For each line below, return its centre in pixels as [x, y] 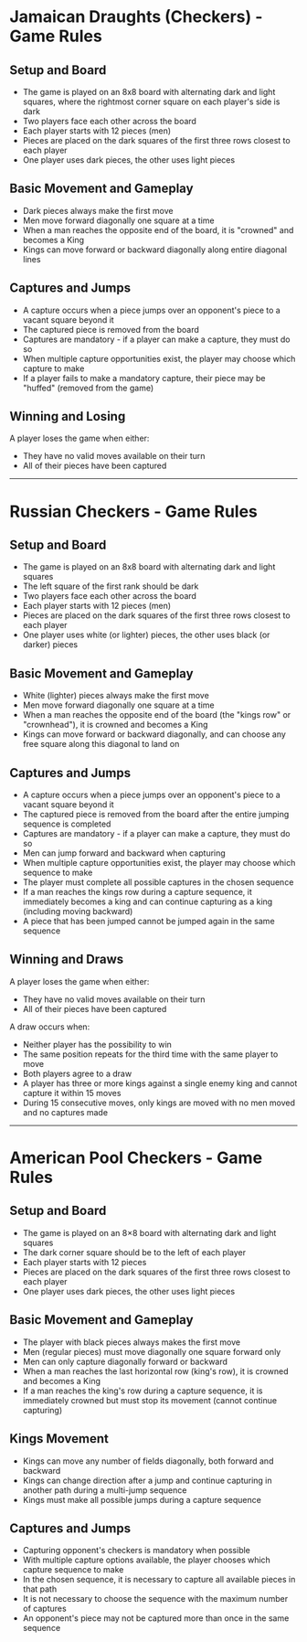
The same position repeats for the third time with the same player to [150, 1054]
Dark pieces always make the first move [98, 210]
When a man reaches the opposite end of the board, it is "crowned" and [158, 229]
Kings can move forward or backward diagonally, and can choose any [154, 734]
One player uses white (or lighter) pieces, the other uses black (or [146, 635]
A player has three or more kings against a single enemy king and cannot [160, 1083]
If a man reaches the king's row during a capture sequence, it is [143, 1391]
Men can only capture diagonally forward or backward [125, 1361]
